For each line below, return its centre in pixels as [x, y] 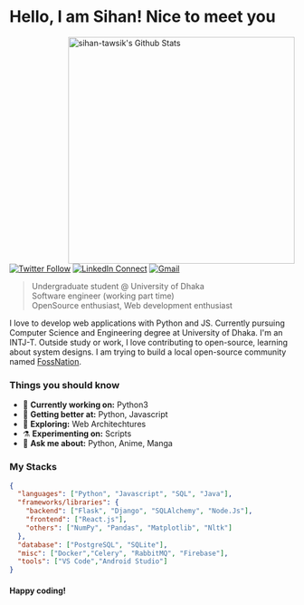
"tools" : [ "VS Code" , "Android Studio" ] [93, 561]
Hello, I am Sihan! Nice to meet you [142, 17]
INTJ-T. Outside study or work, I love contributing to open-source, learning [148, 342]
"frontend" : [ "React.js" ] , [76, 520]
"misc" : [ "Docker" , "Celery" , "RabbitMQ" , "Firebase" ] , [123, 553]
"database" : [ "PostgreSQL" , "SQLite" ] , [93, 545]
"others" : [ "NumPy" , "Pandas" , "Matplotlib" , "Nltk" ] [129, 528]
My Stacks [33, 467]
